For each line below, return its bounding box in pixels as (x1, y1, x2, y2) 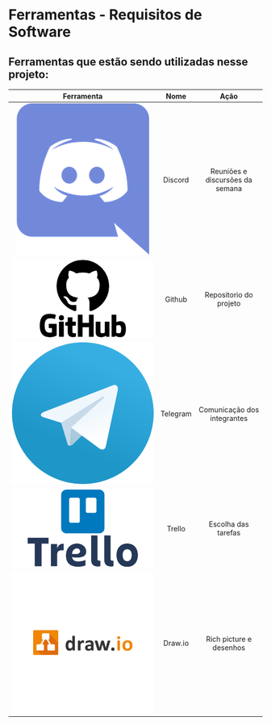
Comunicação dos (198, 405, 260, 415)
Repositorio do (204, 290, 253, 300)
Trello (166, 523, 186, 533)
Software (8, 23, 71, 41)
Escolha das (208, 519, 249, 529)
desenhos (212, 643, 246, 652)
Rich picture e (205, 634, 252, 644)
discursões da (205, 175, 252, 185)
